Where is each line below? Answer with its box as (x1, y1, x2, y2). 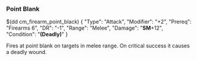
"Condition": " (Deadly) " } (6, 31, 68, 38)
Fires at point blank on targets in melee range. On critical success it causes (6, 42, 190, 49)
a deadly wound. (6, 49, 47, 56)
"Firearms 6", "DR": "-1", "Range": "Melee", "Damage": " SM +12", (6, 24, 163, 31)
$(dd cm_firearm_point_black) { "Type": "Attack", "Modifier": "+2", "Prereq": (6, 18, 192, 25)
